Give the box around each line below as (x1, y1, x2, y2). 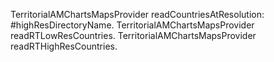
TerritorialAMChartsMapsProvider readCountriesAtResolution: (10, 9, 265, 20)
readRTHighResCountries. (10, 40, 118, 52)
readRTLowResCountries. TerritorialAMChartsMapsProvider (10, 30, 257, 41)
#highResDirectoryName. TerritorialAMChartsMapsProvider (10, 19, 255, 31)
